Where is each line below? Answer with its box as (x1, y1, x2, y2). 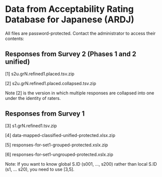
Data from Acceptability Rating (5, 3, 134, 15)
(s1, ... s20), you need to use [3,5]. (5, 166, 75, 172)
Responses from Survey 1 (5, 110, 85, 118)
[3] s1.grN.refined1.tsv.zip (5, 123, 57, 129)
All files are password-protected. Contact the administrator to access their (5, 30, 156, 36)
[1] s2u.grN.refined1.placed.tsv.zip (5, 71, 75, 77)
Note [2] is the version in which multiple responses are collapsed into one (5, 90, 155, 96)
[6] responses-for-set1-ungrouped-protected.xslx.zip (5, 151, 113, 157)
